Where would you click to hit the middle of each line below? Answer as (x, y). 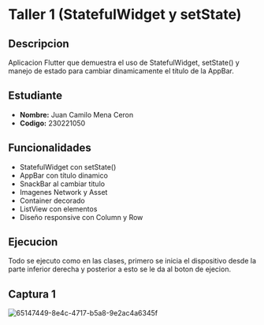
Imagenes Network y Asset (63, 192)
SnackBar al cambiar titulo (62, 184)
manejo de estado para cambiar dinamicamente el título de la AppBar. (121, 71)
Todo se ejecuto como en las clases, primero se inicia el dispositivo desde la (132, 261)
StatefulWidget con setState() (68, 166)
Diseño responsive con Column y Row (81, 217)
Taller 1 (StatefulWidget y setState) (125, 15)
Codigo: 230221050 (52, 123)
